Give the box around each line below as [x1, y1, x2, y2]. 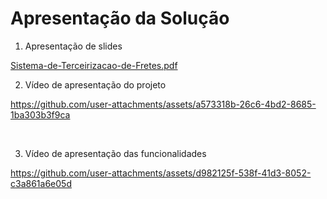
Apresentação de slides [24, 40, 123, 52]
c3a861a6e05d [10, 177, 72, 189]
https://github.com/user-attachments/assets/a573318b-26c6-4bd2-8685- [10, 98, 317, 110]
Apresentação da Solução [10, 7, 230, 30]
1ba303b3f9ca [10, 108, 71, 121]
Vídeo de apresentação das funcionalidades [24, 147, 207, 159]
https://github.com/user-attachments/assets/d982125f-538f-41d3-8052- [10, 167, 312, 179]
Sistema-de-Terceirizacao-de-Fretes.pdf [10, 59, 178, 71]
